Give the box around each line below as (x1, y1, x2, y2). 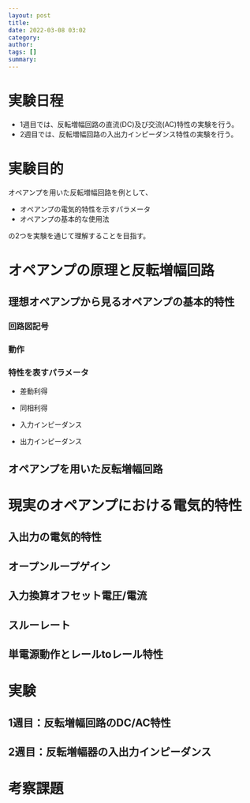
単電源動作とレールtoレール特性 (8, 648, 164, 661)
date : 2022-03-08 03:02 (8, 26, 87, 34)
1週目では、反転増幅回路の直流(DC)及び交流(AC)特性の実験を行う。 (19, 119, 239, 129)
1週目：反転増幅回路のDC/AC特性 (8, 715, 171, 730)
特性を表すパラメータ (8, 368, 89, 379)
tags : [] (8, 48, 37, 56)
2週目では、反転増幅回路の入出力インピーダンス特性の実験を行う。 (19, 129, 238, 139)
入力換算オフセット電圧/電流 (8, 589, 147, 603)
